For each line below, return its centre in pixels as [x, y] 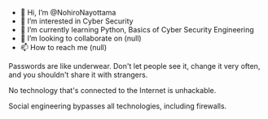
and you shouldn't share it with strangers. [78, 74]
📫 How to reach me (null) [64, 47]
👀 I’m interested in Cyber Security [77, 21]
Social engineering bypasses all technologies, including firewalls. [118, 106]
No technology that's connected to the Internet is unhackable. [112, 90]
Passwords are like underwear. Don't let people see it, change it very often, [134, 66]
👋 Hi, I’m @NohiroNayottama [68, 13]
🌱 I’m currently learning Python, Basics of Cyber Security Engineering [137, 30]
